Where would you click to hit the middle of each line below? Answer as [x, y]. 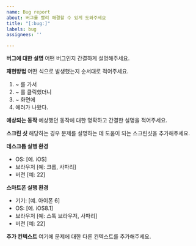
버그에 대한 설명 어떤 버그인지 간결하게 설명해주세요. [68, 58]
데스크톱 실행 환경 [27, 146]
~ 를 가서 [26, 84]
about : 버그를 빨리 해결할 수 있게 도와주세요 [56, 18]
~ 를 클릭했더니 [33, 92]
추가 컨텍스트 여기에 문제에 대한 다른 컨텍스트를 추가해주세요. [79, 237]
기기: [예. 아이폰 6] [37, 201]
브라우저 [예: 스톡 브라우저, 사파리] [56, 216]
